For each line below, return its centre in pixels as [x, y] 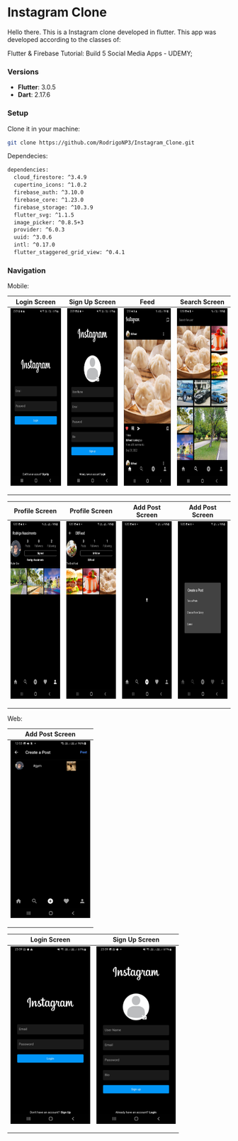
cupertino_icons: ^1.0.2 [50, 185]
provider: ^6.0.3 [39, 230]
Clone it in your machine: [44, 129]
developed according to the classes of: [64, 39]
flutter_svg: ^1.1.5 [44, 215]
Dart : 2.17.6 [34, 95]
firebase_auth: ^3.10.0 [49, 192]
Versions [23, 72]
